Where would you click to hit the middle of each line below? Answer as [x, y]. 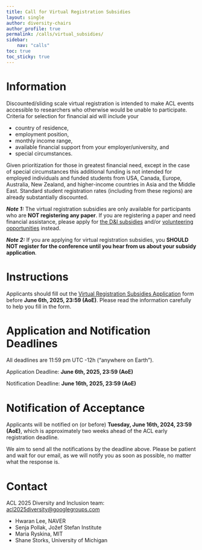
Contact [27, 486]
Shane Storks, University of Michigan [61, 540]
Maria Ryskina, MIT [39, 534]
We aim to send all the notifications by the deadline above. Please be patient [101, 449]
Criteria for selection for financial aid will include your [73, 116]
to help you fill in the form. [39, 306]
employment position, [42, 134]
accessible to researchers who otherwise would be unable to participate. [97, 110]
